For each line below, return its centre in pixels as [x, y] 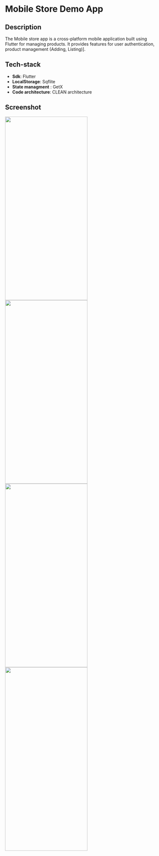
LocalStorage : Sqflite [34, 81]
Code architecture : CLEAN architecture [52, 92]
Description [23, 27]
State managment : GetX [38, 87]
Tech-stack [23, 65]
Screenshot [23, 107]
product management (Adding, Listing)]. [45, 49]
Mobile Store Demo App [54, 9]
